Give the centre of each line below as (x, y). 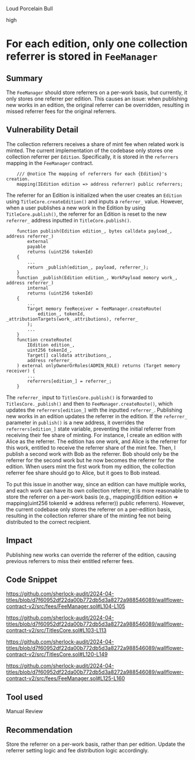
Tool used (24, 697)
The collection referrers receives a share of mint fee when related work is (95, 144)
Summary (24, 78)
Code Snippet (32, 580)
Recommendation (39, 730)
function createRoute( (44, 339)
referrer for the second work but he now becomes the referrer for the (90, 460)
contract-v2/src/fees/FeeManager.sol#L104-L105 (66, 606)
